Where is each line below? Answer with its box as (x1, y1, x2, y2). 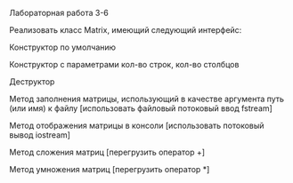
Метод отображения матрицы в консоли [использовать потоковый (9, 120, 265, 131)
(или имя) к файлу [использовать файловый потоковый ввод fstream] (9, 103, 273, 114)
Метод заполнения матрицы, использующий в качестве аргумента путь (9, 93, 285, 104)
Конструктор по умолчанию (9, 42, 117, 52)
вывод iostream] (9, 130, 71, 140)
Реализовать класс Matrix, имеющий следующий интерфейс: (9, 25, 242, 35)
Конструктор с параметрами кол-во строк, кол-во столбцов (9, 60, 240, 69)
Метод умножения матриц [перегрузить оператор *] (9, 164, 210, 174)
